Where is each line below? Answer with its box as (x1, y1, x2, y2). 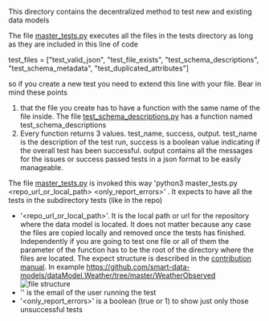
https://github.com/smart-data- (86, 262, 190, 271)
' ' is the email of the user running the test (19, 288, 157, 297)
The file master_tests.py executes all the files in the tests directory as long (8, 31, 254, 40)
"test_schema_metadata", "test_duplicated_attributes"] (8, 63, 190, 73)
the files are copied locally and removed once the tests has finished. (19, 228, 247, 238)
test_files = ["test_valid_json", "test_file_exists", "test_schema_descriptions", (8, 55, 259, 64)
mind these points (8, 87, 68, 97)
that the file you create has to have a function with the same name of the (19, 104, 261, 112)
